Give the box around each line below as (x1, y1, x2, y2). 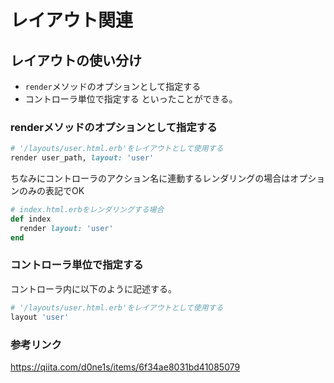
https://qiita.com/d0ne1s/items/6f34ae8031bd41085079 (10, 361, 241, 373)
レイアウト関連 (10, 9, 134, 32)
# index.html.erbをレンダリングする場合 (10, 205, 165, 215)
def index (10, 214, 52, 224)
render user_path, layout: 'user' (10, 153, 155, 163)
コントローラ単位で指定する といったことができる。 (24, 93, 238, 105)
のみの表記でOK (18, 185, 85, 197)
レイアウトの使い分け (10, 52, 142, 69)
